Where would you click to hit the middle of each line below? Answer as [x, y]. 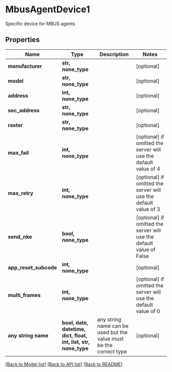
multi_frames [24, 295]
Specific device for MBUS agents [40, 24]
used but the [112, 332]
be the [105, 345]
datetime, [74, 329]
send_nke [20, 237]
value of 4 [148, 169]
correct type [112, 351]
